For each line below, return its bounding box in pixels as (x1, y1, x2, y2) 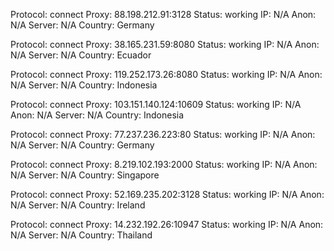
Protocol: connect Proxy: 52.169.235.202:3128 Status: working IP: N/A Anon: (10, 189, 325, 200)
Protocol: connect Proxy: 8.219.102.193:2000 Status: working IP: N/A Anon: (10, 159, 318, 170)
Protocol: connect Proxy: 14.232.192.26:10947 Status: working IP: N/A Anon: (10, 219, 324, 230)
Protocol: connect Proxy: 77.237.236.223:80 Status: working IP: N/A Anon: (10, 129, 316, 140)
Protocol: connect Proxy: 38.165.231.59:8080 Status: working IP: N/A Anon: (10, 39, 320, 50)
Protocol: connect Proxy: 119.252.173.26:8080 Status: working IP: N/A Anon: (10, 69, 323, 80)
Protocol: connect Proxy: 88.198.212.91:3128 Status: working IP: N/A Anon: (10, 9, 317, 20)
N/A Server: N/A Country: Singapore (10, 169, 160, 181)
